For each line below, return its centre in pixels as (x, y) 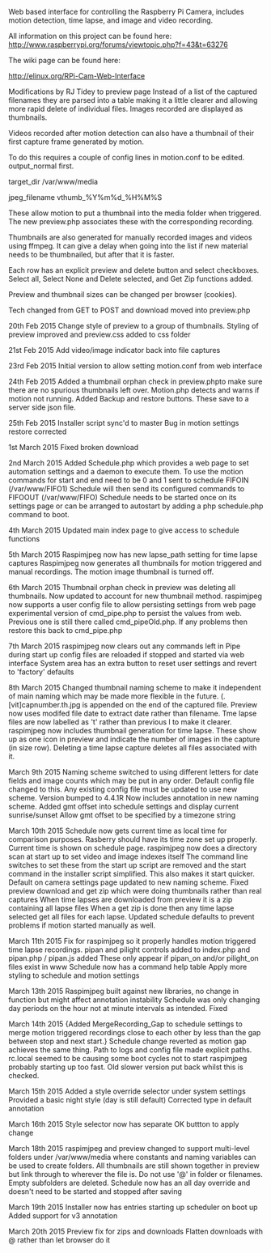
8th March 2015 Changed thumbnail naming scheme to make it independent (135, 688)
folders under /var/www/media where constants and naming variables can (132, 1157)
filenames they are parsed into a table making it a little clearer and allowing (133, 100)
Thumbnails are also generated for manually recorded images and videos (130, 237)
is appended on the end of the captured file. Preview (170, 705)
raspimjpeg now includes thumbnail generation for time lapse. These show (133, 731)
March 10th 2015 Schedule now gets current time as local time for (118, 830)
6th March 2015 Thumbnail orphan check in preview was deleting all (122, 587)
